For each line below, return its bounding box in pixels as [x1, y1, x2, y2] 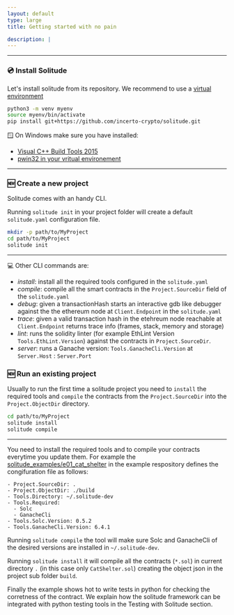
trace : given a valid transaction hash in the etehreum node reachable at [17, 314, 222, 323]
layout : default [7, 10, 54, 17]
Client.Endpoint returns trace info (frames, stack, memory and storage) [17, 322, 224, 331]
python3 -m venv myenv [7, 105, 73, 112]
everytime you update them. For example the [7, 453, 136, 461]
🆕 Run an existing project [7, 369, 97, 379]
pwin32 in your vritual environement [17, 155, 121, 163]
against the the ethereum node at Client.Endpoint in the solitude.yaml [17, 307, 221, 316]
